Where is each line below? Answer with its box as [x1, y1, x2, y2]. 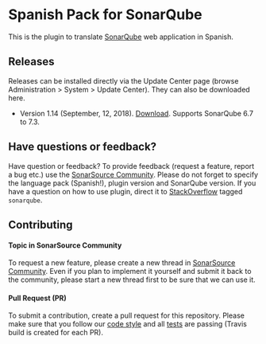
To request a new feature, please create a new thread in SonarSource [8, 258, 236, 268]
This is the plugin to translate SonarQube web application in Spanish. [8, 32, 234, 41]
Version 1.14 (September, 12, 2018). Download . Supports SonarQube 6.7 [19, 108, 254, 118]
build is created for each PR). [8, 328, 104, 338]
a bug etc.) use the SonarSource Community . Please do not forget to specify [8, 170, 259, 179]
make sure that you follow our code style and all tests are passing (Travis [8, 319, 248, 329]
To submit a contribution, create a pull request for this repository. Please [8, 311, 245, 320]
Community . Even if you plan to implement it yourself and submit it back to [8, 267, 252, 276]
